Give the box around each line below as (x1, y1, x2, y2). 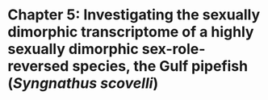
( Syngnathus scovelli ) (7, 74, 159, 93)
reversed (7, 57, 69, 76)
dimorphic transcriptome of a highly (7, 23, 254, 41)
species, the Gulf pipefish (71, 57, 248, 76)
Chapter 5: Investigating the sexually (7, 6, 261, 24)
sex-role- (141, 40, 206, 58)
